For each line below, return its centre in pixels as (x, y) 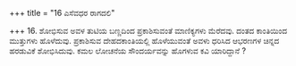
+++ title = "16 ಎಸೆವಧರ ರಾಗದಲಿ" (62, 13)
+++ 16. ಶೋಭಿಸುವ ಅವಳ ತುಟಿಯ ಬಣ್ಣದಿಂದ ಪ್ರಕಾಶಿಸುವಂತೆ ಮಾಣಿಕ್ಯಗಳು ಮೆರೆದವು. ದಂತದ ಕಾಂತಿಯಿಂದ (148, 31)
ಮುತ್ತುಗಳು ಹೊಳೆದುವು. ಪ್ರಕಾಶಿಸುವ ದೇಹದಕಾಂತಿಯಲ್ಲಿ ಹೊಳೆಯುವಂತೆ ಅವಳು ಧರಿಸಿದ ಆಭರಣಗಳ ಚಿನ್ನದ (144, 41)
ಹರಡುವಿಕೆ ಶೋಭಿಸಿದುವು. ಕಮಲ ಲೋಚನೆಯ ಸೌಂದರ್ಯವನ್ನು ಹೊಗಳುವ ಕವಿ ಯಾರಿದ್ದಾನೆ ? (128, 51)
